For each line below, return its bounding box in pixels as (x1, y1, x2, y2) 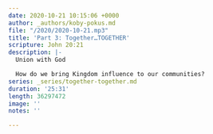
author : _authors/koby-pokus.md (8, 19, 116, 27)
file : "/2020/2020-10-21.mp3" (8, 26, 109, 34)
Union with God (15, 56, 66, 64)
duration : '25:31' (8, 85, 69, 93)
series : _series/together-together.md (8, 77, 137, 86)
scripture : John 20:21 (8, 41, 84, 49)
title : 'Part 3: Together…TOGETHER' (8, 33, 130, 42)
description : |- (8, 48, 62, 56)
